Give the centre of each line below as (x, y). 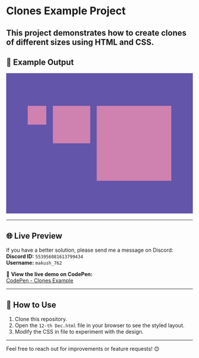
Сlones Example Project (66, 11)
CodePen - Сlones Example (40, 281)
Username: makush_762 (34, 263)
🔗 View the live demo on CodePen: (49, 274)
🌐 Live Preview (34, 236)
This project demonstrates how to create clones (96, 33)
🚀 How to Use (31, 305)
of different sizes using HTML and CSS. (80, 42)
